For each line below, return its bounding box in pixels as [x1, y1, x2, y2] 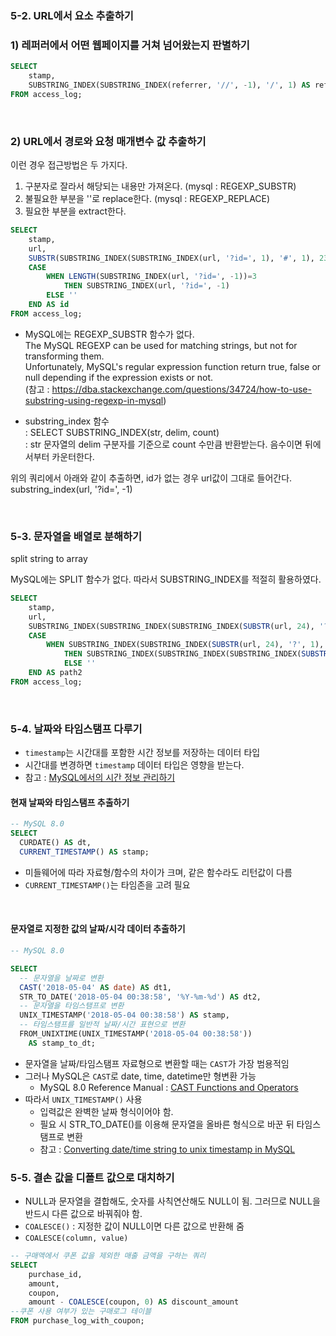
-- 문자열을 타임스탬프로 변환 [19, 1001, 125, 1011]
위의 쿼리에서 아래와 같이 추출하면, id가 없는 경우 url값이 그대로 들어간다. [10, 472, 293, 484]
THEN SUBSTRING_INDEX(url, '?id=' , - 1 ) [63, 281, 230, 291]
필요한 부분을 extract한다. [24, 205, 127, 217]
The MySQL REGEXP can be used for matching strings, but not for [24, 339, 298, 351]
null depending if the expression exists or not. [24, 371, 213, 383]
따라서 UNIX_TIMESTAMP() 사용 [24, 1093, 143, 1105]
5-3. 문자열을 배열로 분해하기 [10, 529, 143, 543]
